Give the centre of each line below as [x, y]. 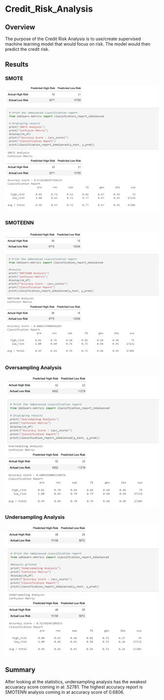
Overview [20, 27]
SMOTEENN [20, 223]
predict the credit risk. [27, 49]
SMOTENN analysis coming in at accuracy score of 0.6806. [65, 692]
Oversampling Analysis [33, 367]
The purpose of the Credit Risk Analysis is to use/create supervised [73, 39]
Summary [20, 670]
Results [17, 65]
